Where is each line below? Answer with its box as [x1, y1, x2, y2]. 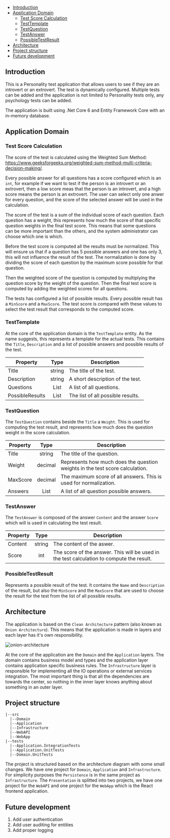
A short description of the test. [69, 375, 142, 382]
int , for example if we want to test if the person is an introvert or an [5, 180, 146, 186]
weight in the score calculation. [5, 430, 71, 436]
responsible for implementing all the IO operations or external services [5, 668, 152, 674]
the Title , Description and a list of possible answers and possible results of [5, 341, 164, 347]
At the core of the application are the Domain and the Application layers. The [5, 651, 164, 657]
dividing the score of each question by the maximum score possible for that [5, 259, 163, 265]
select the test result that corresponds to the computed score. [5, 306, 135, 312]
